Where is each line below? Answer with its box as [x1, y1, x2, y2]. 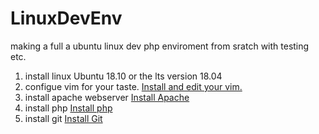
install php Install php [24, 102, 113, 114]
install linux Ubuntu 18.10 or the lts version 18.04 [24, 70, 223, 82]
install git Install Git [24, 112, 103, 124]
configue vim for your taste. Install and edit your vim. [24, 80, 243, 92]
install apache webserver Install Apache [24, 91, 190, 103]
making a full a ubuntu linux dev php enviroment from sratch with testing [10, 40, 310, 52]
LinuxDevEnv [10, 7, 123, 30]
